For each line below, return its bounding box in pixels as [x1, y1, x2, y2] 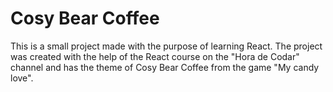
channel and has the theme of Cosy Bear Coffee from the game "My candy [10, 61, 320, 73]
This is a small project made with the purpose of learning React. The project [10, 40, 323, 52]
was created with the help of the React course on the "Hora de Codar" [10, 50, 300, 62]
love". [10, 72, 34, 84]
